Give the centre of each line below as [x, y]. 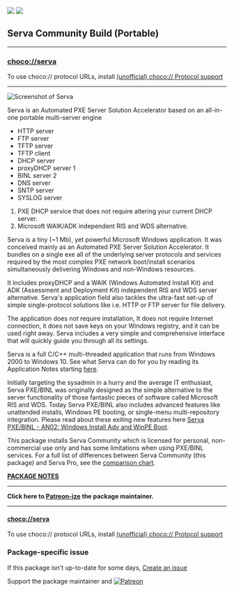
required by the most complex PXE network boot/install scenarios [101, 262]
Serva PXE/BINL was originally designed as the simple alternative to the [110, 390]
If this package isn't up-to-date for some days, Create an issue [97, 568]
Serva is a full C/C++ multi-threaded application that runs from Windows [111, 354]
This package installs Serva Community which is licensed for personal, [109, 441]
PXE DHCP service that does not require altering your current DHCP [115, 211]
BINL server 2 [37, 176]
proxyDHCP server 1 [46, 168]
